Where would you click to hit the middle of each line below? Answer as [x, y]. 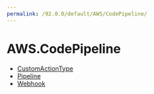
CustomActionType [45, 69]
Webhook [31, 83]
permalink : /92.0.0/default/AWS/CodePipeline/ [77, 14]
